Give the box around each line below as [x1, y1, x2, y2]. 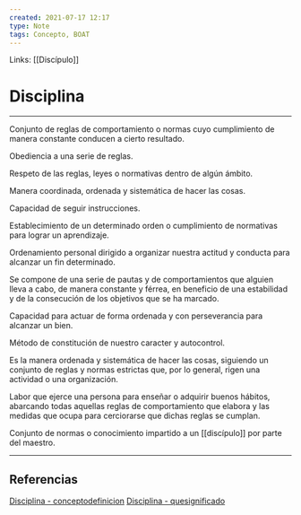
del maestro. [9, 437, 56, 449]
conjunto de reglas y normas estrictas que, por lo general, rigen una [9, 364, 261, 375]
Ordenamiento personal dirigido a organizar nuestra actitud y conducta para [9, 248, 290, 258]
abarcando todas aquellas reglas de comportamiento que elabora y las [9, 401, 271, 412]
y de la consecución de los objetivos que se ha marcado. [9, 293, 219, 304]
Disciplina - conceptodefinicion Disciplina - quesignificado [9, 495, 226, 507]
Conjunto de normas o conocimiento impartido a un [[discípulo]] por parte [9, 428, 282, 439]
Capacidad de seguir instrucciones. [9, 203, 141, 214]
